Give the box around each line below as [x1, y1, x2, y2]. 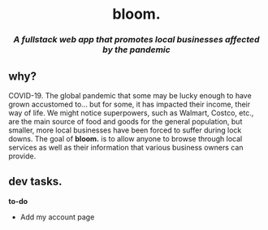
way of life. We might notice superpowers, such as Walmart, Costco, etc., [8, 107, 254, 118]
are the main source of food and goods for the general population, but [8, 116, 243, 126]
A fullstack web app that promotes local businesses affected [13, 34, 260, 46]
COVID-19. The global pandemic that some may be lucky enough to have [8, 90, 252, 100]
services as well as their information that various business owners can [8, 142, 244, 152]
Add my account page [19, 212, 95, 222]
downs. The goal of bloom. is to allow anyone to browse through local [8, 133, 243, 143]
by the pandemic [102, 44, 171, 55]
